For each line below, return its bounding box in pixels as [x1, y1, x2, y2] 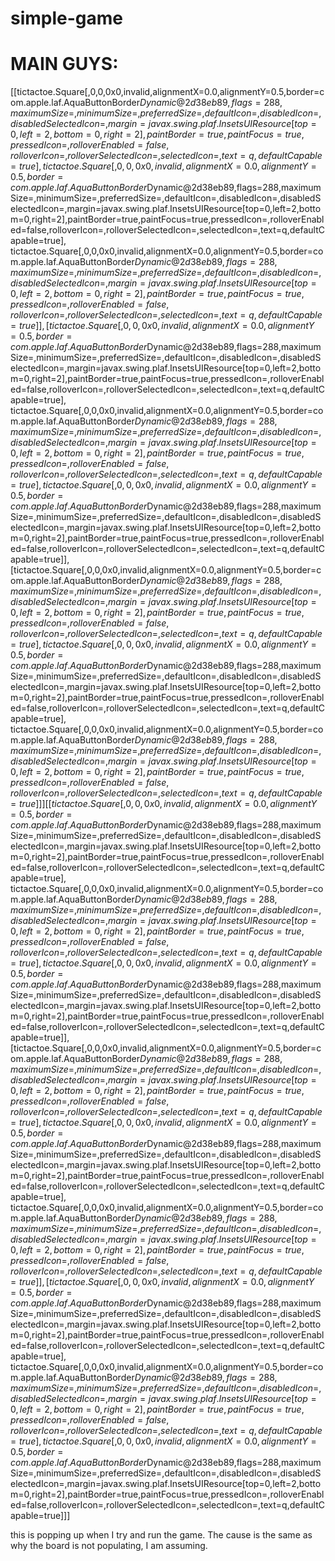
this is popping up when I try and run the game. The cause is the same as [10, 1529, 313, 1541]
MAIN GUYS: [10, 53, 119, 76]
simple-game [10, 7, 124, 30]
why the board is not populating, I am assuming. [10, 1540, 208, 1552]
